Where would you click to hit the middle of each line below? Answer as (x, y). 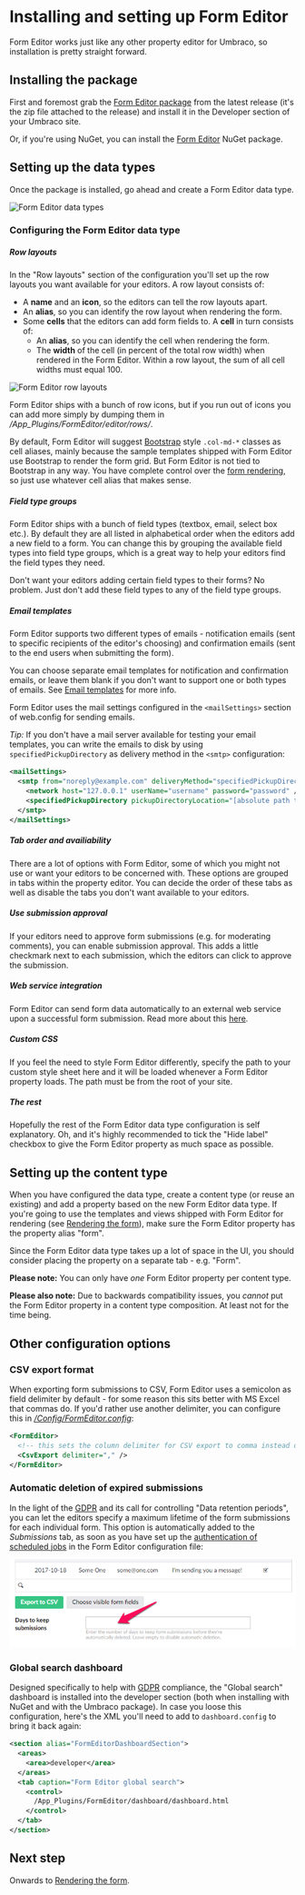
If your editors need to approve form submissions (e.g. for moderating (140, 936)
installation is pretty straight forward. (78, 51)
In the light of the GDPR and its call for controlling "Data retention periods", (149, 1508)
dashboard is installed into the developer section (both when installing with (150, 1697)
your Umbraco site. (45, 121)
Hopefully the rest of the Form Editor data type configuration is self (135, 1125)
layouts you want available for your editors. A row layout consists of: (137, 284)
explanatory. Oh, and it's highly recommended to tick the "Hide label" (139, 1135)
